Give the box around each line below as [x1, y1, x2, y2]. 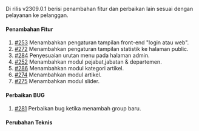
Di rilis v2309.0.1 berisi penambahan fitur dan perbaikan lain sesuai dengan [5, 5, 194, 12]
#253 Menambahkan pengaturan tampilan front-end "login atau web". [14, 39, 189, 46]
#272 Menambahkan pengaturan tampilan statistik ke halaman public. [14, 45, 189, 53]
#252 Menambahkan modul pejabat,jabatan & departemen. [14, 58, 162, 65]
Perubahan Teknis [5, 119, 53, 126]
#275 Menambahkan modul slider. [14, 78, 100, 85]
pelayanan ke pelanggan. [5, 12, 69, 19]
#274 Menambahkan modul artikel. [14, 71, 102, 78]
